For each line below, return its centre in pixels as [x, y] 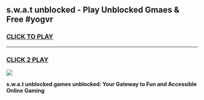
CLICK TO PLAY [30, 37]
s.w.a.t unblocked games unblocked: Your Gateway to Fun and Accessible [102, 84]
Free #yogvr [30, 20]
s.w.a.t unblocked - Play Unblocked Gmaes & [93, 10]
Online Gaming [25, 90]
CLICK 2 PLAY [27, 59]
